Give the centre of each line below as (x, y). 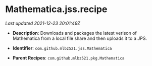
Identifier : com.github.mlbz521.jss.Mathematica (62, 48)
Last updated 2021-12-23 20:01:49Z (43, 23)
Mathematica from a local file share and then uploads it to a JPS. (80, 38)
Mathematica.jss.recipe (56, 9)
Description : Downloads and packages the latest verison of (75, 33)
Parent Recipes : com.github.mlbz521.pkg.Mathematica (68, 58)
